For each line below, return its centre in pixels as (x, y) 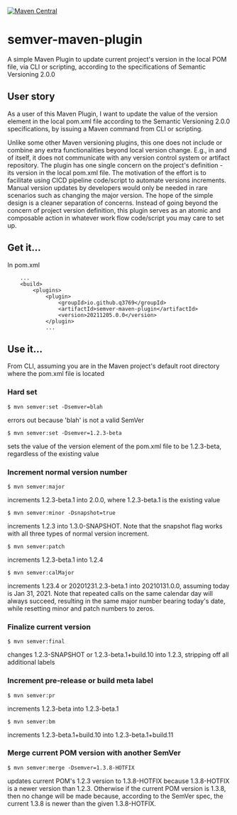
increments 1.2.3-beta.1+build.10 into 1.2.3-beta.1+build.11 (90, 735)
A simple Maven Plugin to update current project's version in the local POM (117, 59)
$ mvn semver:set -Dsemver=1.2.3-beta (65, 433)
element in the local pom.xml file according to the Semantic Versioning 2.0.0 (119, 121)
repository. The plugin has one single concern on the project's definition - (115, 165)
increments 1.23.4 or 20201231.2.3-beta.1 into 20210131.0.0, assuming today (118, 586)
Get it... (24, 248)
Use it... (25, 349)
